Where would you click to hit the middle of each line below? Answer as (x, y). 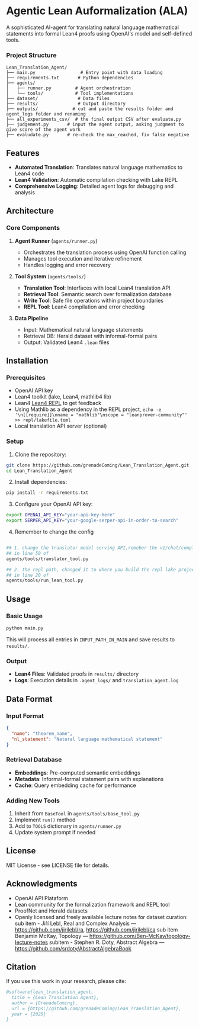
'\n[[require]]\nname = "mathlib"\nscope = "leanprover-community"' (101, 415)
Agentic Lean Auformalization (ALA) (97, 11)
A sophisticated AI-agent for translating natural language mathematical (93, 27)
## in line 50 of (28, 553)
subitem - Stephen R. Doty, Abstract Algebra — (107, 942)
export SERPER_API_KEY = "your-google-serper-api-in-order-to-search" (92, 521)
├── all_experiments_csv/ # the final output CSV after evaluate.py (94, 120)
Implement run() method (45, 820)
